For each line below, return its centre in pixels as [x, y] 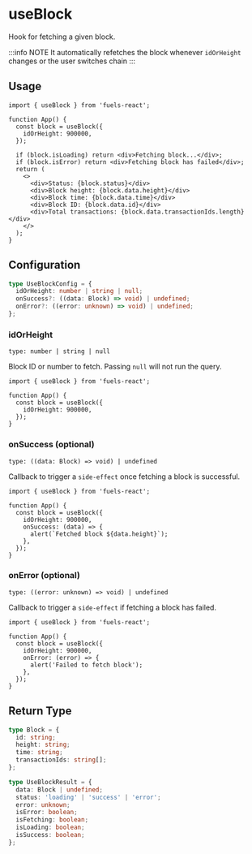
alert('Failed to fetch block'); [86, 665]
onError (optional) [45, 576]
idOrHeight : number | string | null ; [79, 291]
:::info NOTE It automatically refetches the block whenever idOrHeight [125, 52]
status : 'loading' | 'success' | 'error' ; [88, 797]
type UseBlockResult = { [50, 782]
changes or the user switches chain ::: [72, 61]
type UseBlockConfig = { [50, 284]
